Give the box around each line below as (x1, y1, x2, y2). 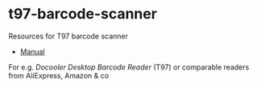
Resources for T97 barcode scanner (8, 31, 129, 41)
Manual (19, 46, 46, 56)
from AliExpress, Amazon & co (8, 70, 110, 80)
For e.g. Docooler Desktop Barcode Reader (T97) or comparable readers (8, 62, 250, 72)
